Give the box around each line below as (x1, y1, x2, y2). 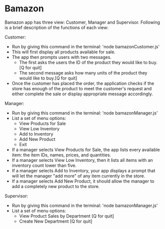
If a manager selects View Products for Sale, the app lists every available (11, 147, 160, 153)
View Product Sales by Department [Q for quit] (19, 213, 114, 219)
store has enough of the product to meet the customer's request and (11, 85, 152, 91)
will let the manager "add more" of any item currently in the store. (11, 173, 145, 179)
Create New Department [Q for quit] (19, 218, 92, 224)
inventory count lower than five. (11, 162, 77, 168)
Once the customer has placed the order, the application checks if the (11, 80, 154, 86)
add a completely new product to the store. (11, 183, 100, 189)
